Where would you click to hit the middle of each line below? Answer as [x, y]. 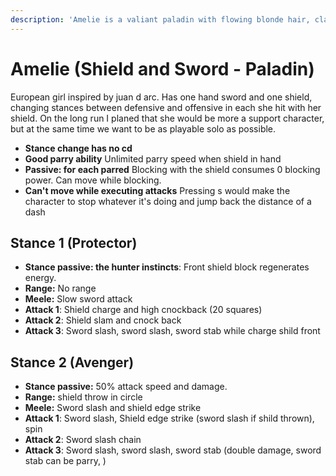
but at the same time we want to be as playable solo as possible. [143, 128]
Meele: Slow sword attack [78, 299]
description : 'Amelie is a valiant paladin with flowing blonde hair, [160, 19]
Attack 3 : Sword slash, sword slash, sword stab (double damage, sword [173, 450]
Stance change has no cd [78, 148]
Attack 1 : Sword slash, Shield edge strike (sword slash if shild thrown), [169, 418]
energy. [40, 278]
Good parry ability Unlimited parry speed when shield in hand [153, 158]
